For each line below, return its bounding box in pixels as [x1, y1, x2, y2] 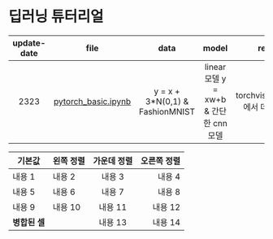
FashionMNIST [138, 106, 196, 117]
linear [204, 61, 227, 72]
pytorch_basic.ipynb [54, 95, 132, 106]
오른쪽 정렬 [141, 155, 181, 167]
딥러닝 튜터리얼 [8, 7, 104, 26]
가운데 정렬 [93, 155, 133, 167]
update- [12, 37, 46, 49]
